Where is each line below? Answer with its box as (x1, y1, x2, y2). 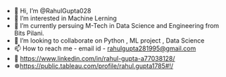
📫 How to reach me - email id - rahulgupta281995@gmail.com (13, 44, 196, 52)
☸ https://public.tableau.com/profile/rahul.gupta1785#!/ (13, 62, 174, 70)
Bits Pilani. (13, 29, 44, 37)
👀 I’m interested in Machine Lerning (13, 14, 118, 22)
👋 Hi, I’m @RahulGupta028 (13, 7, 92, 15)
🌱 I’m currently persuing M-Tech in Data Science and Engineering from (13, 22, 220, 29)
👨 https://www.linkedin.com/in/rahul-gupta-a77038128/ (13, 55, 175, 62)
